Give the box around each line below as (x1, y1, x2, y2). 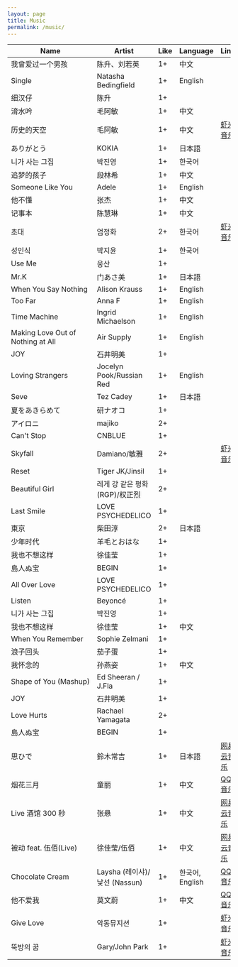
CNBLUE (96, 431, 126, 441)
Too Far (11, 296, 37, 306)
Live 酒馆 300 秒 (11, 809, 66, 819)
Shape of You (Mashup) (11, 677, 91, 687)
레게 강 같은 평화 (96, 479, 149, 489)
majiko (96, 418, 119, 428)
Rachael (96, 706, 124, 716)
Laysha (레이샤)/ (96, 867, 151, 877)
